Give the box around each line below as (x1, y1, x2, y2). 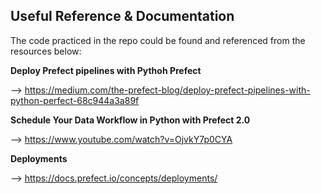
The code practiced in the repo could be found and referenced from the (10, 34, 306, 46)
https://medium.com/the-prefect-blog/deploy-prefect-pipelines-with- (24, 84, 311, 96)
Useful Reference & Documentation (10, 8, 235, 25)
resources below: (10, 45, 82, 57)
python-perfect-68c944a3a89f (10, 94, 140, 106)
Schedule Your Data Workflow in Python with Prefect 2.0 (10, 114, 251, 126)
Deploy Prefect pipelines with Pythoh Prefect (10, 64, 202, 76)
